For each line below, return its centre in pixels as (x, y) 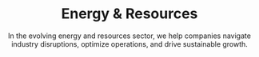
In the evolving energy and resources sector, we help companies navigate (129, 36)
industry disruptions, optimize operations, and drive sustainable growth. (129, 44)
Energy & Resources (129, 14)
